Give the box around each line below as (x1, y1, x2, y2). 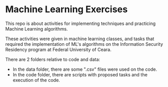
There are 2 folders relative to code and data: (5, 56, 100, 62)
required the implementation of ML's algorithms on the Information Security (5, 41, 163, 47)
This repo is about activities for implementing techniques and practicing (5, 20, 156, 26)
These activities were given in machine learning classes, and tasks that (5, 36, 154, 42)
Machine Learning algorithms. (5, 25, 68, 32)
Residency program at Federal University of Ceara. (5, 46, 112, 52)
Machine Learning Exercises (5, 4, 128, 15)
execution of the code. (12, 77, 60, 83)
